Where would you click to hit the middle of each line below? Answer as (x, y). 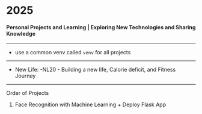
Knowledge (21, 33)
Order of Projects (28, 93)
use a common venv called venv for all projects (73, 53)
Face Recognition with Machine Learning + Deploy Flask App (90, 104)
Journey (25, 76)
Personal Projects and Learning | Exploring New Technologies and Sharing (101, 27)
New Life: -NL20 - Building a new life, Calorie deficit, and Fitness (95, 70)
